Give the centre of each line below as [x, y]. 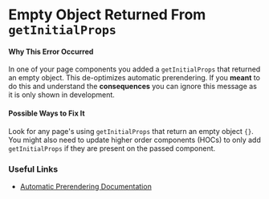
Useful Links [33, 169]
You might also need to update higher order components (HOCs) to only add [134, 140]
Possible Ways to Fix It [47, 113]
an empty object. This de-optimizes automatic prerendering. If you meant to [134, 78]
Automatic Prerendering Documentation [86, 186]
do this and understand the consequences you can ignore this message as [132, 87]
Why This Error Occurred [51, 51]
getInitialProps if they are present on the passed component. [112, 148]
